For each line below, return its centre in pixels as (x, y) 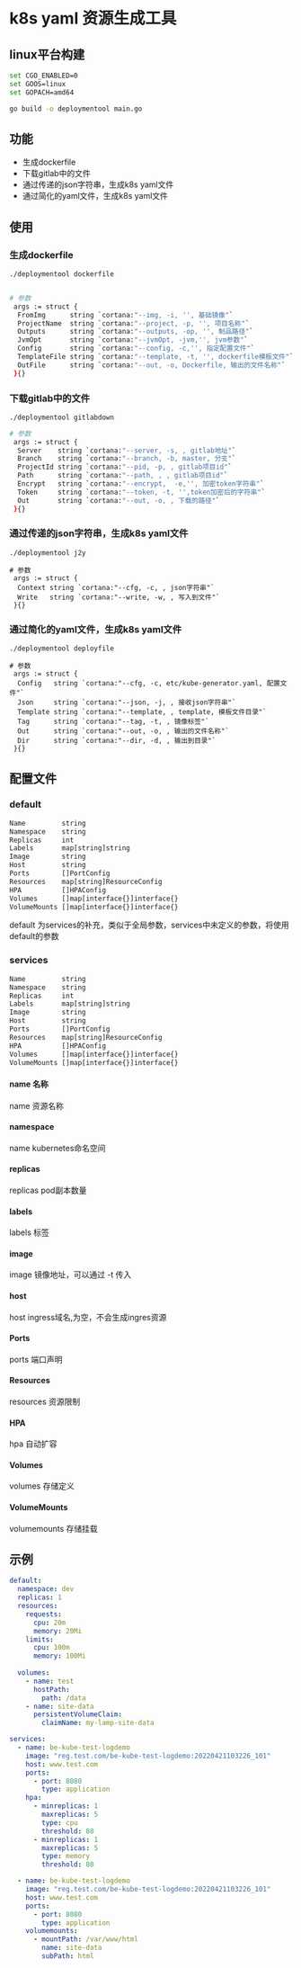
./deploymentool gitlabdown (62, 417)
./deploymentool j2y (48, 553)
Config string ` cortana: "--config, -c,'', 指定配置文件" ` (136, 349)
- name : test (50, 1681)
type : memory (66, 1856)
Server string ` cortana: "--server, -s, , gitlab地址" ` (127, 451)
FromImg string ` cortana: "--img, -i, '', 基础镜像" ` (125, 315)
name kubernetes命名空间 (58, 1148)
